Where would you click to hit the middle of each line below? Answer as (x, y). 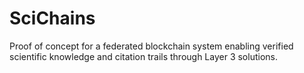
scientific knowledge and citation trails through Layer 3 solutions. (143, 56)
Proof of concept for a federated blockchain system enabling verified (151, 46)
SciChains (52, 18)
